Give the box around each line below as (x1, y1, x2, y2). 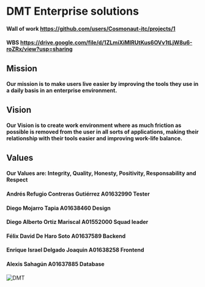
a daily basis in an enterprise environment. (6, 87, 117, 94)
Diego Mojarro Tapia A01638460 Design (6, 204, 111, 212)
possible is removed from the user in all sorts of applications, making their (6, 128, 199, 136)
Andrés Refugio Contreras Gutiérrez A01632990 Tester (6, 190, 150, 197)
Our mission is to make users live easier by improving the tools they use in (6, 80, 199, 88)
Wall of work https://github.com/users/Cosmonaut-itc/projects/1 (6, 25, 176, 32)
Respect (6, 176, 28, 183)
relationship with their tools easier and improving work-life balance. (6, 135, 182, 142)
